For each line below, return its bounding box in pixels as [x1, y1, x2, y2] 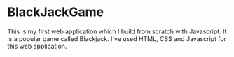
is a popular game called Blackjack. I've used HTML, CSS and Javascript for [7, 34, 226, 42]
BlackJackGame [7, 4, 104, 20]
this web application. [7, 42, 67, 50]
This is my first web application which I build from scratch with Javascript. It [7, 27, 227, 35]
